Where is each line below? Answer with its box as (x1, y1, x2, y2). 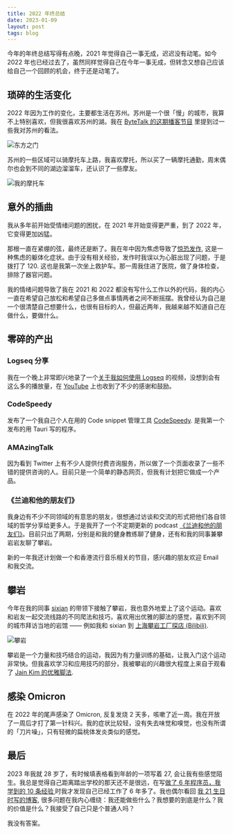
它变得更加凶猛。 (7, 230, 56, 238)
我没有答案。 (7, 819, 44, 827)
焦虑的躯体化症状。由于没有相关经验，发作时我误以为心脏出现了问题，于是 (12, 253, 226, 261)
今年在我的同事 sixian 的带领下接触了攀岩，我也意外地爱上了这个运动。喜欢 (7, 604, 222, 613)
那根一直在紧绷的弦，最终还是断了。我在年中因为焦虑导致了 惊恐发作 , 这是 (7, 244, 217, 253)
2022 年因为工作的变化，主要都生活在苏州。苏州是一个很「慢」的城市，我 (7, 109, 218, 117)
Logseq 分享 (7, 356, 49, 366)
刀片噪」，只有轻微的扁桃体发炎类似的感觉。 (19, 728, 144, 736)
